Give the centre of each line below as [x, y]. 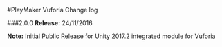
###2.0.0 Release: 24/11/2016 [50, 23]
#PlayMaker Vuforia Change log [53, 10]
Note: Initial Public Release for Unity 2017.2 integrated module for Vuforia [111, 36]
